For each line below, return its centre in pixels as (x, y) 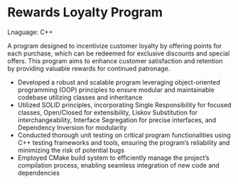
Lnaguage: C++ (30, 32)
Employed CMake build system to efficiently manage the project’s (113, 158)
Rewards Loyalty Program (85, 12)
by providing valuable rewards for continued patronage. (89, 68)
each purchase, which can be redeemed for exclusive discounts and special (119, 53)
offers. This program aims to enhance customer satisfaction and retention (115, 60)
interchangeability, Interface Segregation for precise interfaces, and (117, 120)
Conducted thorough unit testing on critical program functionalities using (124, 135)
